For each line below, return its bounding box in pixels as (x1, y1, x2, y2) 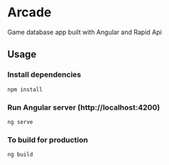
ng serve (7, 118, 33, 125)
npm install (7, 86, 43, 93)
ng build (7, 151, 33, 159)
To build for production (7, 134, 89, 144)
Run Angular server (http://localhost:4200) (7, 102, 160, 112)
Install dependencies (7, 70, 82, 80)
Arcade (7, 4, 52, 21)
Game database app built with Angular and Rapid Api (7, 28, 162, 36)
